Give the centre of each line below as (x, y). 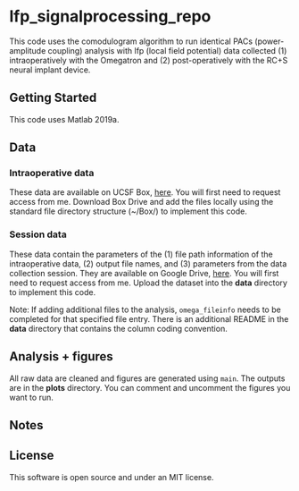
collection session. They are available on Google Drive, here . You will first (144, 273)
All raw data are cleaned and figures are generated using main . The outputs (147, 378)
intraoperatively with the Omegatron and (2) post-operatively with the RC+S (149, 60)
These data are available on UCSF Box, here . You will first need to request (145, 192)
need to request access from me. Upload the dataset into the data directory (149, 283)
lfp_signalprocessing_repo (110, 17)
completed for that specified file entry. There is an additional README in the (149, 318)
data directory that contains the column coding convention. (118, 328)
